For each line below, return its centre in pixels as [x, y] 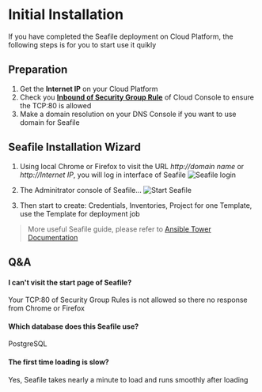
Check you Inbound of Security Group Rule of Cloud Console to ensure [137, 97]
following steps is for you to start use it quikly [82, 44]
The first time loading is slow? [59, 362]
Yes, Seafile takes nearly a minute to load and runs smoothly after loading [128, 379]
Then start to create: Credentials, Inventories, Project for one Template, [136, 205]
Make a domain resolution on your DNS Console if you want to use [128, 114]
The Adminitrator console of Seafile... [81, 190]
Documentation [53, 237]
